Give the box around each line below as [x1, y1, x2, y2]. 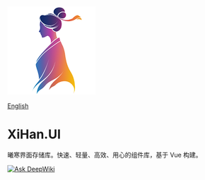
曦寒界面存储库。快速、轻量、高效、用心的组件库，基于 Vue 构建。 [7, 150, 202, 159]
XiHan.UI [7, 126, 61, 143]
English [7, 102, 29, 110]
